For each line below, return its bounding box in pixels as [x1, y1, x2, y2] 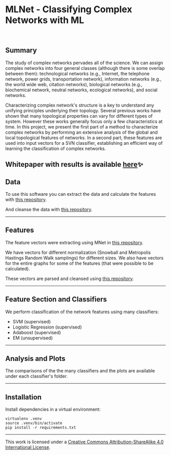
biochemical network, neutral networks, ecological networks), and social [5, 87, 158, 93]
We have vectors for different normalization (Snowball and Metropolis [5, 249, 151, 256]
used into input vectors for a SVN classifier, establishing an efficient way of [5, 140, 163, 146]
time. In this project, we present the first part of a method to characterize [5, 123, 158, 130]
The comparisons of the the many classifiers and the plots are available [5, 368, 155, 374]
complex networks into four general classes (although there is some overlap [5, 65, 165, 71]
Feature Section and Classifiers [5, 295, 107, 304]
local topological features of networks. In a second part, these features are [5, 134, 162, 141]
